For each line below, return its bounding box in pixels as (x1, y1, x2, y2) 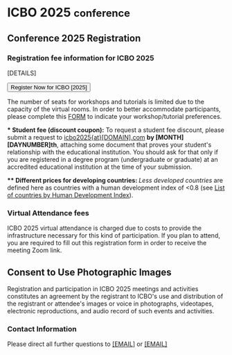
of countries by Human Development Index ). (7, 190, 134, 199)
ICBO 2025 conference (7, 5, 130, 21)
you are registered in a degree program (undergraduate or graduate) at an (7, 155, 218, 163)
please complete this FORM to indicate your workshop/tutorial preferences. (7, 112, 222, 120)
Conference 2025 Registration (7, 32, 141, 44)
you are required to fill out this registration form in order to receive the (7, 239, 207, 247)
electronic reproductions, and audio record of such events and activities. (7, 306, 215, 315)
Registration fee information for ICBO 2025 (7, 53, 154, 63)
